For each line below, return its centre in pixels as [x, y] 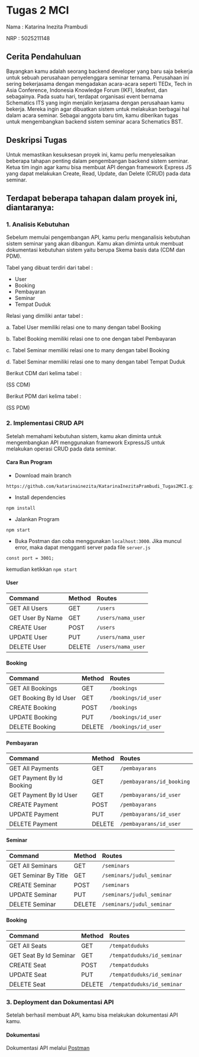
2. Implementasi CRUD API [45, 423]
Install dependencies [40, 497]
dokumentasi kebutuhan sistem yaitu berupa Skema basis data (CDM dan [96, 250]
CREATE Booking [33, 708]
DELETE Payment [33, 824]
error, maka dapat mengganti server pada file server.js [83, 547]
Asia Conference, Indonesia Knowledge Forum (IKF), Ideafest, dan [87, 90]
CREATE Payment [33, 805]
